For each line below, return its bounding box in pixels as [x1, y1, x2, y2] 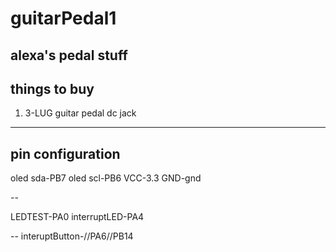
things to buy [10, 80, 95, 97]
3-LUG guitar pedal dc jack [24, 107, 137, 119]
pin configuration [10, 145, 121, 162]
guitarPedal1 [10, 7, 117, 30]
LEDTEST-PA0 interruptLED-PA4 [10, 211, 145, 223]
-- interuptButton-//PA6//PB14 [10, 230, 134, 242]
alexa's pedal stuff [10, 47, 128, 64]
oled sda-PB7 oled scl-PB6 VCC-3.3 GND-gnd [10, 172, 202, 184]
